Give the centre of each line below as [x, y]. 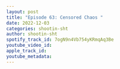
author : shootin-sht [32, 34]
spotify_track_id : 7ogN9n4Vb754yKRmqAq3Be [60, 40]
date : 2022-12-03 [28, 23]
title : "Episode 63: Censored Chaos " [55, 17]
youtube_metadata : [29, 56]
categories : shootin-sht [37, 28]
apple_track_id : [26, 51]
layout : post [22, 12]
